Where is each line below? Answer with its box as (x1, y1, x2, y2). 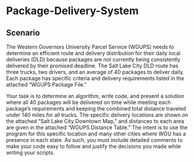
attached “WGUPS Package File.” (6, 81, 87, 88)
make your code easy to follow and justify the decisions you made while (6, 143, 181, 150)
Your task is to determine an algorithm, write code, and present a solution (6, 93, 185, 99)
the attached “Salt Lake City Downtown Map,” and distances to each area (6, 118, 185, 125)
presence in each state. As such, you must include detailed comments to (6, 137, 183, 143)
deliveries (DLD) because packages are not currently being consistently (6, 56, 181, 63)
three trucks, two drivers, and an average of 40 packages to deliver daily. (6, 69, 185, 75)
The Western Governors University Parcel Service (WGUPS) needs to (6, 43, 175, 50)
